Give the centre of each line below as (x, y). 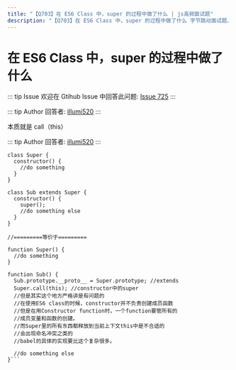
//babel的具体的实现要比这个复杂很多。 (64, 342)
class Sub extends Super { (47, 192)
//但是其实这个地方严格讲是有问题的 (59, 296)
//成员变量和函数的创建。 (46, 319)
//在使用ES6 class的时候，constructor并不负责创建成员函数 (94, 304)
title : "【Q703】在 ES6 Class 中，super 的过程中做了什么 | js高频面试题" (111, 14)
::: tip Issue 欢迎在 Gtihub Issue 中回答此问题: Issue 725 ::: (91, 97)
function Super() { (36, 250)
